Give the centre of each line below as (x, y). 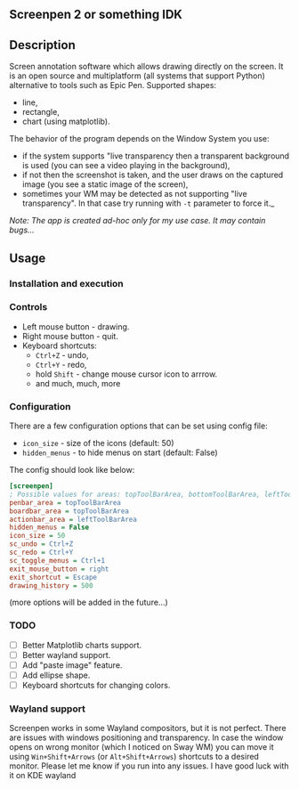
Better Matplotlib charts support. (82, 645)
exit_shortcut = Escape (53, 577)
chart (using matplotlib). (66, 122)
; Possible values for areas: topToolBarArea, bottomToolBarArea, (135, 494)
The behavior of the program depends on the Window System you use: (139, 139)
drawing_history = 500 (51, 586)
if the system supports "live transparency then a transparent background (156, 156)
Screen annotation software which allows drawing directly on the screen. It (146, 67)
